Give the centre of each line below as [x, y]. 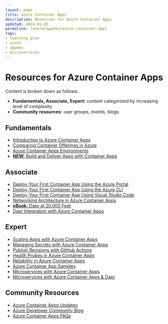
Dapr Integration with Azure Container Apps [58, 211]
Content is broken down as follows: [42, 91]
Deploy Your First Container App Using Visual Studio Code [73, 195]
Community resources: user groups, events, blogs [66, 112]
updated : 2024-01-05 [27, 24]
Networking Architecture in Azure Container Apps [64, 200]
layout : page [19, 10]
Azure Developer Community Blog [48, 310]
